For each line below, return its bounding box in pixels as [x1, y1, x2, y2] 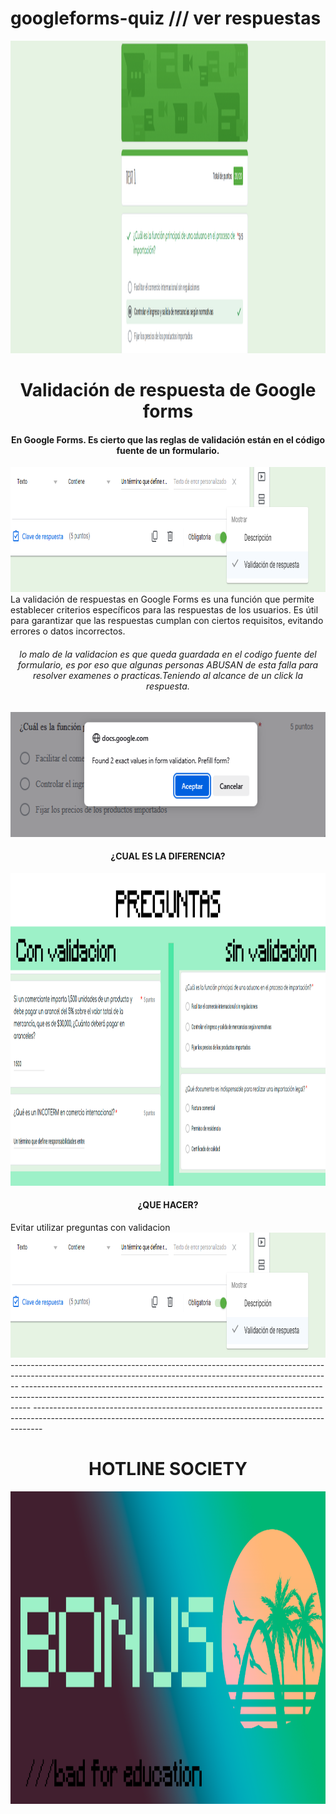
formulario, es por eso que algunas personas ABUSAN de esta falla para [17, 658, 319, 671]
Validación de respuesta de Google [19, 379, 317, 402]
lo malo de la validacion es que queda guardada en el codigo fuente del [19, 648, 317, 660]
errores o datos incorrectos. [10, 625, 126, 637]
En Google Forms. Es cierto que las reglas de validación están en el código [11, 433, 325, 446]
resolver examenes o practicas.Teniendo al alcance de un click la [32, 669, 304, 681]
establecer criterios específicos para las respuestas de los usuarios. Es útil [10, 604, 319, 616]
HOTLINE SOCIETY [88, 1458, 248, 1481]
